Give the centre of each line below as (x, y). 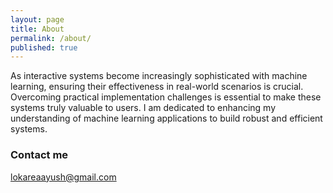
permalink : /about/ (51, 38)
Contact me (39, 155)
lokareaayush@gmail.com (63, 177)
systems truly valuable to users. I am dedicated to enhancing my (143, 108)
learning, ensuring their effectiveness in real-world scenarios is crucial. (157, 87)
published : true (44, 47)
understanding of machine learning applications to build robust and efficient (166, 118)
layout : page (37, 19)
